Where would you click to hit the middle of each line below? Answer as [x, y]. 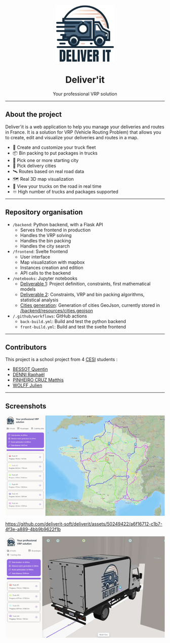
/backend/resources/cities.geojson [57, 310]
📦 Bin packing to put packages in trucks [55, 153]
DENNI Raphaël [29, 375]
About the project [34, 115]
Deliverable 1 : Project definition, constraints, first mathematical [85, 284]
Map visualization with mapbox [52, 262]
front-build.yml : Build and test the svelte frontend [73, 327]
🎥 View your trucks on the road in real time [57, 186]
